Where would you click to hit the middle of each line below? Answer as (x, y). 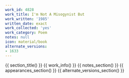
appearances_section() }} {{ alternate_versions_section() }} (65, 70)
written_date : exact (26, 23)
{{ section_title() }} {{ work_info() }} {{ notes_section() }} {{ (64, 65)
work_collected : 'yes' (28, 28)
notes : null (17, 38)
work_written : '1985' (27, 19)
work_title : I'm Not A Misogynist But (45, 14)
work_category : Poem (26, 33)
